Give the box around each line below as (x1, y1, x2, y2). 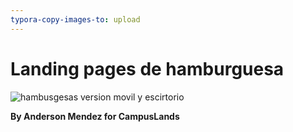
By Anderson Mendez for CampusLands (10, 110, 180, 122)
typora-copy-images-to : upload (10, 14, 141, 25)
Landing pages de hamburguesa (10, 57, 285, 80)
